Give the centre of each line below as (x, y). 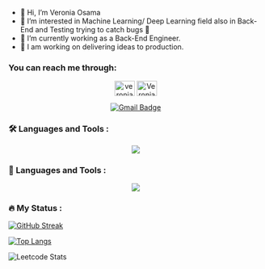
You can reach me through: (63, 67)
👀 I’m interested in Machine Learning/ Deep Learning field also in (128, 21)
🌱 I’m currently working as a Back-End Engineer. (100, 38)
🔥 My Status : (35, 208)
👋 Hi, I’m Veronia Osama (60, 13)
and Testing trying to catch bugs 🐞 (93, 29)
